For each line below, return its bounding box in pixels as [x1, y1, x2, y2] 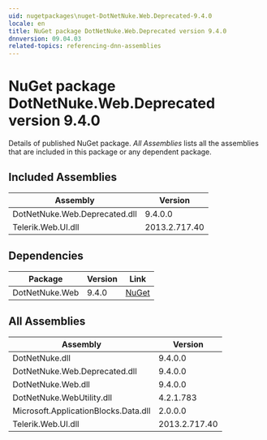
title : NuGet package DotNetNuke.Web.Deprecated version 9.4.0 [8, 27, 227, 35]
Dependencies [8, 249, 84, 263]
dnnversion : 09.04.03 [8, 34, 82, 43]
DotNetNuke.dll [12, 352, 71, 364]
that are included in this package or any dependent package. [8, 147, 213, 157]
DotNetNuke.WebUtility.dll [12, 391, 112, 403]
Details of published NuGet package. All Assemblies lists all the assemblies [8, 139, 260, 149]
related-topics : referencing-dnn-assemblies [8, 42, 161, 50]
